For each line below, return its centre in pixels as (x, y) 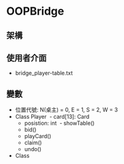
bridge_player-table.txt (44, 73)
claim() (33, 143)
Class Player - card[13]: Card (52, 117)
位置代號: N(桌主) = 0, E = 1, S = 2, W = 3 (66, 110)
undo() (33, 149)
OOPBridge (35, 11)
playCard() (38, 136)
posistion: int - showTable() (59, 123)
